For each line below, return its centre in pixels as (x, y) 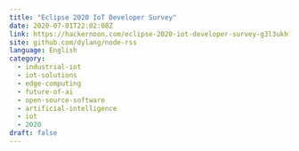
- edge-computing (49, 83)
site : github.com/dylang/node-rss (73, 42)
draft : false (33, 133)
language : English (43, 51)
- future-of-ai (45, 91)
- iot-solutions (47, 75)
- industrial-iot (49, 68)
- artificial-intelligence (67, 108)
